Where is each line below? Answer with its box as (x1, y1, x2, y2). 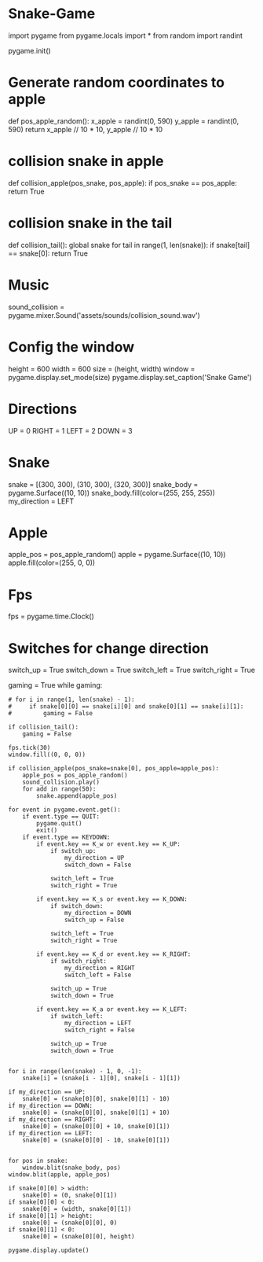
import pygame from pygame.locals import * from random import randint (8, 31, 243, 40)
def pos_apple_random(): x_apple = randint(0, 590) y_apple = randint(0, (8, 116, 239, 126)
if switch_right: (49, 958, 108, 965)
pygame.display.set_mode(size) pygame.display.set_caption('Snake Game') (8, 372, 253, 382)
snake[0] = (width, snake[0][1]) (22, 1205, 132, 1213)
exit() (36, 827, 58, 835)
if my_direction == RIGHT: (8, 1116, 97, 1124)
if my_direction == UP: (8, 1088, 86, 1096)
